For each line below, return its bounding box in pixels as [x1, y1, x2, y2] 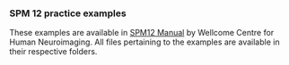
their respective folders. [9, 46, 98, 57]
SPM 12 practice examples [9, 7, 127, 20]
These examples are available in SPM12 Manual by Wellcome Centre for [9, 28, 275, 38]
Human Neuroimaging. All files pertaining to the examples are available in [9, 37, 280, 47]
